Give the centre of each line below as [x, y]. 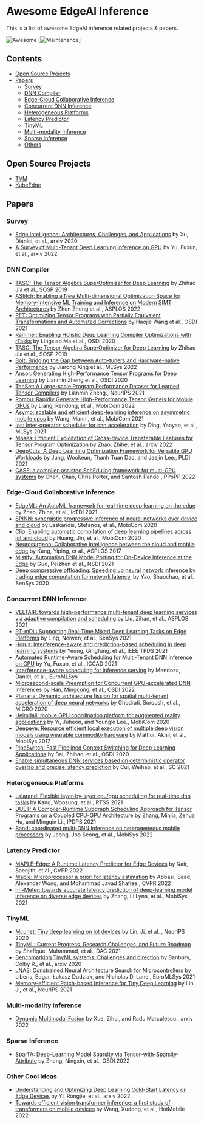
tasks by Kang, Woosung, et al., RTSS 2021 [69, 802]
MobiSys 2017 [32, 741]
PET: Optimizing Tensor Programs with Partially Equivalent [88, 315]
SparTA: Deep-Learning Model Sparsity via [69, 1054]
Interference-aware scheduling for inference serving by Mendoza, [98, 671]
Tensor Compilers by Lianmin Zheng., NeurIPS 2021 [80, 393]
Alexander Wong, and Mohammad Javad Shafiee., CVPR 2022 [93, 883]
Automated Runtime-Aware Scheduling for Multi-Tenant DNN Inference [104, 657]
